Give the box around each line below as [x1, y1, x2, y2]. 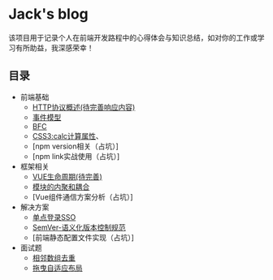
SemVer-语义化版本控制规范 [32, 222, 126, 232]
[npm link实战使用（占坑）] [32, 151, 120, 161]
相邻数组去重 [32, 252, 76, 262]
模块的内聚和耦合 [32, 182, 90, 192]
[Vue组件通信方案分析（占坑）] [32, 192, 133, 201]
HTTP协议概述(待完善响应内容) [32, 102, 136, 112]
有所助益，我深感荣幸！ [15, 42, 94, 53]
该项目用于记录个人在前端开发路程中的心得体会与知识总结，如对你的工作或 [8, 32, 258, 42]
